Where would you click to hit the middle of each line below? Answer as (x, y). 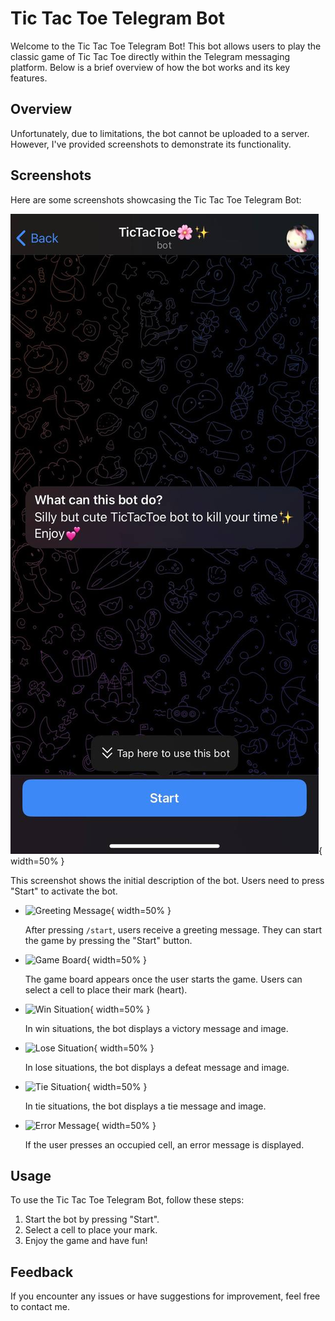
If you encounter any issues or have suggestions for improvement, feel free (165, 1296)
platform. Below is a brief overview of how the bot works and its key (150, 67)
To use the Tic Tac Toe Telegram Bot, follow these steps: (127, 1200)
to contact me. (40, 1307)
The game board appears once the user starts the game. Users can (163, 979)
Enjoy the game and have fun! (86, 1241)
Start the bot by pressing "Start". (92, 1219)
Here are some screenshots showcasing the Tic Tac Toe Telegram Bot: (156, 199)
